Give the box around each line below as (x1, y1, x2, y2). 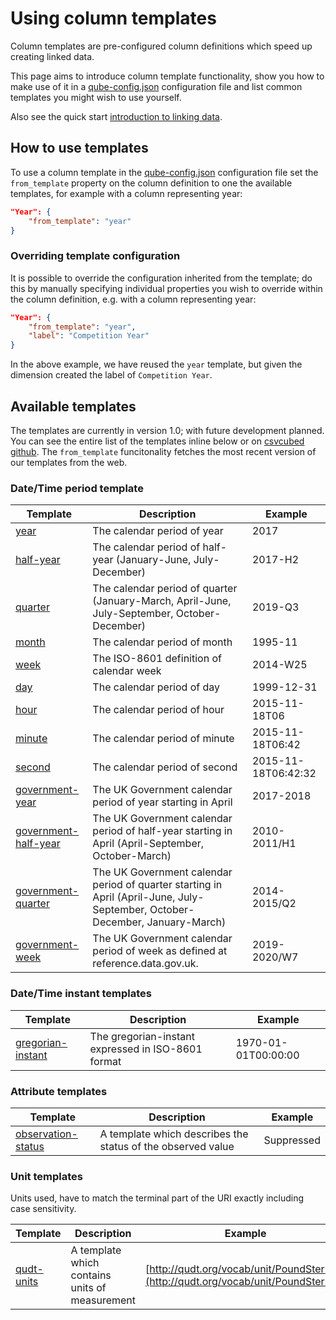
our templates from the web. (10, 456, 128, 468)
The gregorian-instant (89, 1029, 195, 1043)
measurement (70, 1293, 137, 1307)
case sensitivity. (10, 1203, 77, 1215)
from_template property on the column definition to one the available (10, 177, 293, 189)
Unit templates (10, 1169, 83, 1183)
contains (70, 1268, 112, 1282)
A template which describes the (99, 1127, 249, 1141)
